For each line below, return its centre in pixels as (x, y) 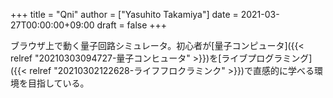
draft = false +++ (132, 25)
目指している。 (58, 83)
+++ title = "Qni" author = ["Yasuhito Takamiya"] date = (124, 14)
